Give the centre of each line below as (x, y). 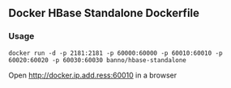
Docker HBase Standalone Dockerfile (104, 13)
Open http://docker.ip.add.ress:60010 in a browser (93, 75)
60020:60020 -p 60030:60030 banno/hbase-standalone (97, 60)
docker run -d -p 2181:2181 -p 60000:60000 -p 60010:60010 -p (115, 53)
